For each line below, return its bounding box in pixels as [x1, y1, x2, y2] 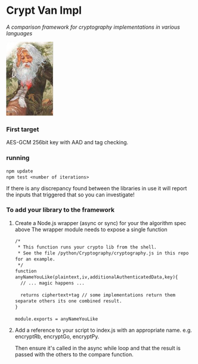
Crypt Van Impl [6, 4, 82, 17]
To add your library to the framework [6, 206, 115, 214]
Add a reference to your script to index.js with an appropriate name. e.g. [14, 326, 193, 333]
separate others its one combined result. [14, 298, 122, 304]
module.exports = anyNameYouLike [14, 316, 98, 322]
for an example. [14, 256, 55, 262]
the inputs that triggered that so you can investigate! [6, 191, 135, 198]
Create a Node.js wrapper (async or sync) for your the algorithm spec [14, 219, 187, 226]
